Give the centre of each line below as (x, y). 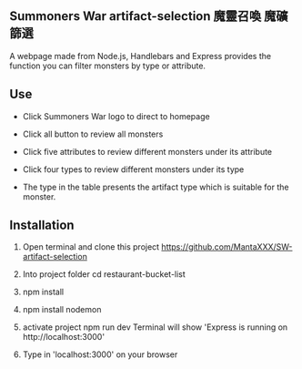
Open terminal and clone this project (91, 247)
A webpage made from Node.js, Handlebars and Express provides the (140, 56)
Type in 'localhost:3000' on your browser (100, 354)
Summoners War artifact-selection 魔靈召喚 (136, 16)
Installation (42, 225)
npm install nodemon (62, 310)
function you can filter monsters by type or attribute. (108, 66)
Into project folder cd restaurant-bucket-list (104, 274)
